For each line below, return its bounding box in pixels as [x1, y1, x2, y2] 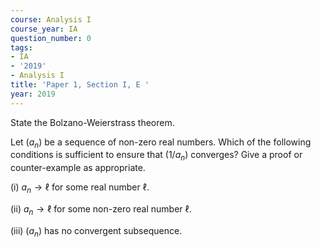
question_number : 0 [10, 33, 92, 43]
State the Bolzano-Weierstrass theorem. [10, 116, 175, 128]
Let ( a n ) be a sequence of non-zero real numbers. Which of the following [10, 136, 312, 150]
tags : [10, 42, 33, 53]
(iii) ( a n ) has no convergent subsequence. [10, 224, 183, 239]
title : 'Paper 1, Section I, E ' [10, 80, 150, 90]
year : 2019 [10, 89, 56, 99]
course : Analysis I [10, 14, 92, 25]
